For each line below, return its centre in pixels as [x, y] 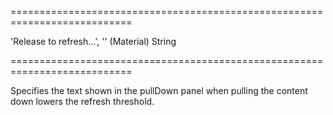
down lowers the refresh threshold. [82, 101]
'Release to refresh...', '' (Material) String [93, 41]
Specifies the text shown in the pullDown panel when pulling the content [159, 90]
